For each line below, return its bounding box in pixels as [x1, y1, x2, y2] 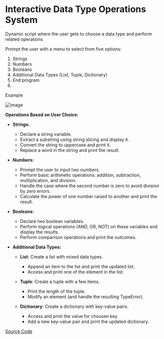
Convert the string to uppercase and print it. [20, 142, 111, 148]
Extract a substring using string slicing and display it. [20, 136, 129, 142]
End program [12, 77, 40, 83]
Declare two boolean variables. [20, 218, 84, 224]
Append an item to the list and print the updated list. [27, 263, 135, 270]
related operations [5, 36, 43, 42]
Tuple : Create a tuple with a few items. [20, 278, 100, 285]
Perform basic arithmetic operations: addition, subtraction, [20, 172, 141, 178]
